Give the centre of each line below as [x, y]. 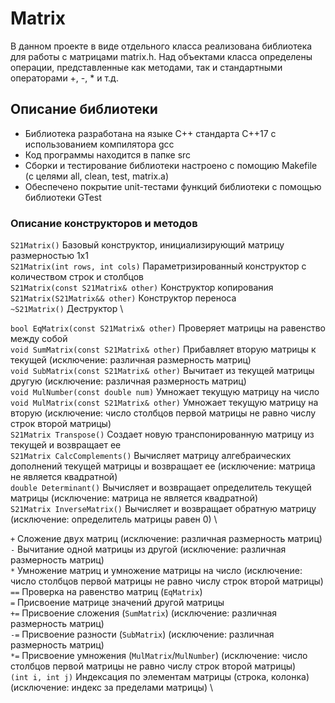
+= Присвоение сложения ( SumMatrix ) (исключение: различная [144, 613]
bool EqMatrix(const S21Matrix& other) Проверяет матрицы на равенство [168, 328]
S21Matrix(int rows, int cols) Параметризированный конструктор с [158, 266]
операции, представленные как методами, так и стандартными [146, 67]
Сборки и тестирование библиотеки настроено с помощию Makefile [171, 165]
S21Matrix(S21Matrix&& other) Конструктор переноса [123, 298]
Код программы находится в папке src [108, 154]
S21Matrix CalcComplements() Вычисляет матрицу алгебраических [151, 456]
